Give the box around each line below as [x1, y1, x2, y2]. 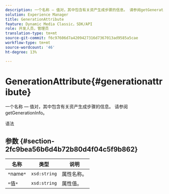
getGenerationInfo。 [5, 110, 48, 116]
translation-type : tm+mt [5, 31, 57, 36]
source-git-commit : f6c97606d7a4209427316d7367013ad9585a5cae [5, 36, 138, 41]
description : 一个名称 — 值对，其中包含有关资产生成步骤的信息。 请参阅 [5, 7, 141, 13]
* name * [8, 170, 27, 177]
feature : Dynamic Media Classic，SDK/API [5, 21, 93, 27]
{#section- [20, 137, 55, 145]
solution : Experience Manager [5, 12, 69, 17]
